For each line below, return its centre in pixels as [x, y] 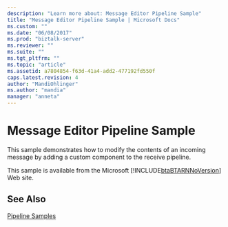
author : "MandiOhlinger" [43, 84]
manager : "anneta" [33, 97]
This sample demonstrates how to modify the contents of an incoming [106, 149]
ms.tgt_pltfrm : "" [33, 58]
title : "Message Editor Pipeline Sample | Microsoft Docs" [94, 20]
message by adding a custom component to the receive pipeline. [99, 157]
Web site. [21, 177]
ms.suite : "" [26, 52]
